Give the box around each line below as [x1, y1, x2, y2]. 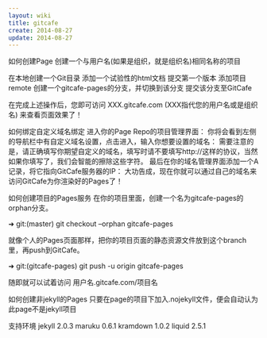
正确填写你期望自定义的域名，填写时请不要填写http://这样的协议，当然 [29, 147, 258, 156]
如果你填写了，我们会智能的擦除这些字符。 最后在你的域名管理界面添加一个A [8, 156, 259, 167]
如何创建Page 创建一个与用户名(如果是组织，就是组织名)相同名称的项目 [8, 56, 241, 66]
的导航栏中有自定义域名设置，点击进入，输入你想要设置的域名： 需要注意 [8, 136, 247, 147]
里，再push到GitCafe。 [8, 245, 84, 255]
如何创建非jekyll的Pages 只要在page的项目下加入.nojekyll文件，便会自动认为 [8, 294, 258, 304]
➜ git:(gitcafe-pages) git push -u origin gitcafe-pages [8, 261, 184, 271]
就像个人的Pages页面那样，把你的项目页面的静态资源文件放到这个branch [8, 236, 247, 245]
